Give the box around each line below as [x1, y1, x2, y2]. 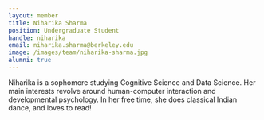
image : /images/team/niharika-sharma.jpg [8, 48, 148, 56]
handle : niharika [8, 33, 66, 42]
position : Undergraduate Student [8, 26, 120, 34]
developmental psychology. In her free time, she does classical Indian [8, 95, 238, 104]
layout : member [8, 11, 59, 20]
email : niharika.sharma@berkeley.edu [8, 41, 134, 49]
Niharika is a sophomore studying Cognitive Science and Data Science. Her [8, 77, 256, 87]
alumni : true [8, 56, 52, 64]
